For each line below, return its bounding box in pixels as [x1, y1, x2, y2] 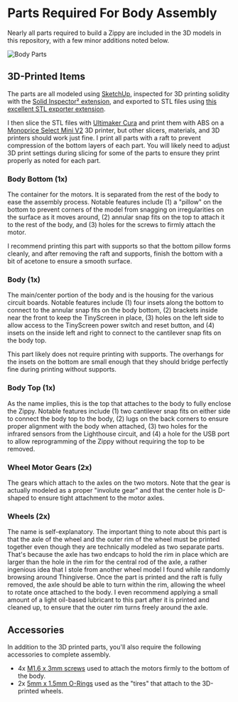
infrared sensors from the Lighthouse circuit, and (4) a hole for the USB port [7, 429, 230, 438]
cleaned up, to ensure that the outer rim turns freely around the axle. [7, 603, 208, 612]
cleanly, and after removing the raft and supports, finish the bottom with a [7, 249, 223, 258]
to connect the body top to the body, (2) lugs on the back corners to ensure [7, 414, 229, 423]
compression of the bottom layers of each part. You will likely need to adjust [7, 141, 230, 150]
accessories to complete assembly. [7, 650, 111, 659]
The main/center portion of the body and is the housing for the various [7, 290, 215, 300]
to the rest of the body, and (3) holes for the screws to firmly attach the [7, 221, 216, 229]
